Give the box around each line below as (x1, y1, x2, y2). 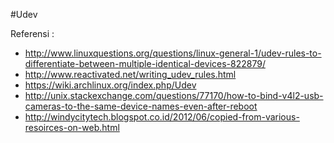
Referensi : (10, 28, 55, 39)
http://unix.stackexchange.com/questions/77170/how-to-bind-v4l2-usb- (24, 90, 324, 101)
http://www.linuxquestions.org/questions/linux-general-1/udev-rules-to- (24, 47, 322, 59)
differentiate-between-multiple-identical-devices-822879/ (24, 58, 266, 69)
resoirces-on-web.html (24, 122, 120, 133)
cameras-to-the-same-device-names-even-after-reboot (24, 100, 258, 112)
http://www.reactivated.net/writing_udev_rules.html (24, 69, 237, 80)
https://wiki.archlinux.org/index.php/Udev (24, 79, 197, 91)
